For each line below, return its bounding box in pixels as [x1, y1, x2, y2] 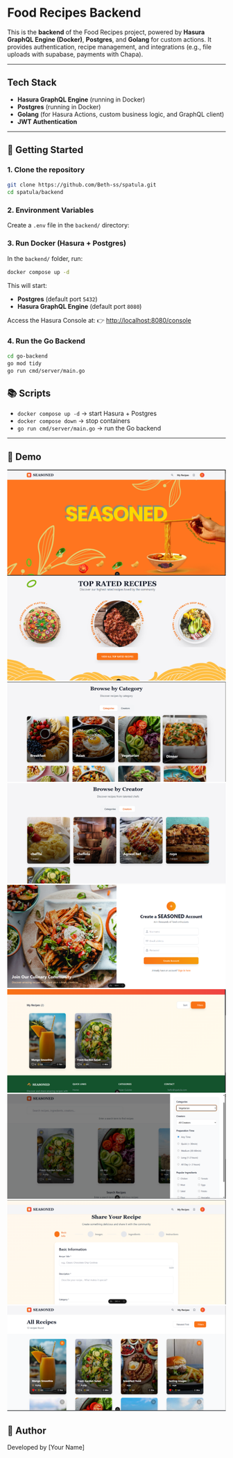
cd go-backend [7, 353, 49, 360]
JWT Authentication [17, 117, 78, 126]
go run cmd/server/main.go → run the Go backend [17, 424, 162, 433]
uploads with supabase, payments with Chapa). [7, 50, 144, 58]
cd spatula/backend [7, 189, 64, 196]
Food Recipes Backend [7, 5, 141, 21]
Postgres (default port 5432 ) [17, 294, 98, 303]
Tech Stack [7, 77, 57, 88]
